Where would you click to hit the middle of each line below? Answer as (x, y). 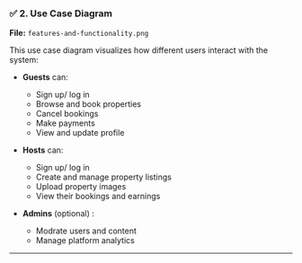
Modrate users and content (86, 231)
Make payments (66, 123)
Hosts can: (43, 150)
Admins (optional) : (58, 214)
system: (24, 60)
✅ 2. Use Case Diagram (61, 13)
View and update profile (80, 133)
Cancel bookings (67, 114)
